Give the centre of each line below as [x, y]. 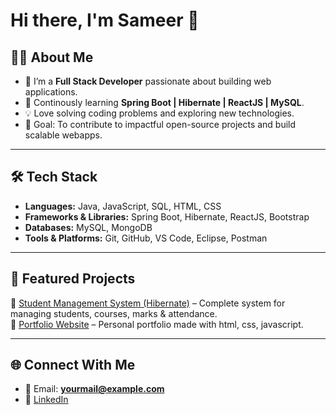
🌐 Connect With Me [73, 365]
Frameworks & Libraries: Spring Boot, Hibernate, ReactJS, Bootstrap [167, 216]
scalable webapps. [63, 135]
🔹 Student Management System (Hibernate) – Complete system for [148, 303]
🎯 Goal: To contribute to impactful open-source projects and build [160, 124]
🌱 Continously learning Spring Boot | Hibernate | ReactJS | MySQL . [164, 102]
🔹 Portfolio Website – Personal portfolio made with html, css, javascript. [157, 324]
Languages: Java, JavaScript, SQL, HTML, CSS [123, 206]
